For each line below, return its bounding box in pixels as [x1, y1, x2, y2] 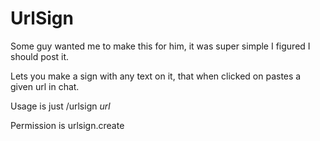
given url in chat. [10, 80, 80, 92]
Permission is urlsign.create [10, 119, 125, 131]
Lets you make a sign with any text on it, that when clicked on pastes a [10, 70, 302, 82]
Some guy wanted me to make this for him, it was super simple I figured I [10, 40, 311, 52]
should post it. [10, 50, 70, 62]
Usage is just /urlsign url [10, 100, 111, 112]
